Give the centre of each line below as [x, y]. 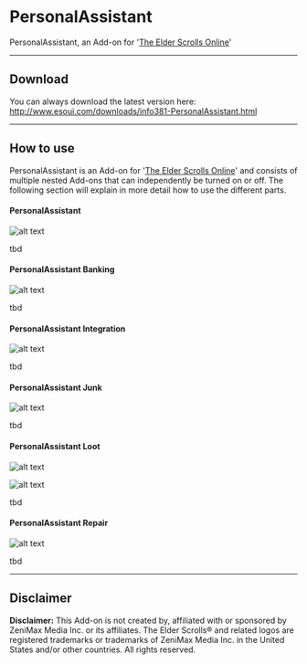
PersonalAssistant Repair [59, 523]
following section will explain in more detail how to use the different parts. [148, 190]
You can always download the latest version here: [103, 101]
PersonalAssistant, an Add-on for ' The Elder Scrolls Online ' [121, 42]
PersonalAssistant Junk [56, 387]
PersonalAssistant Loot [55, 446]
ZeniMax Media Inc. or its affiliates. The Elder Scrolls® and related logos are [152, 630]
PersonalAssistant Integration [68, 328]
